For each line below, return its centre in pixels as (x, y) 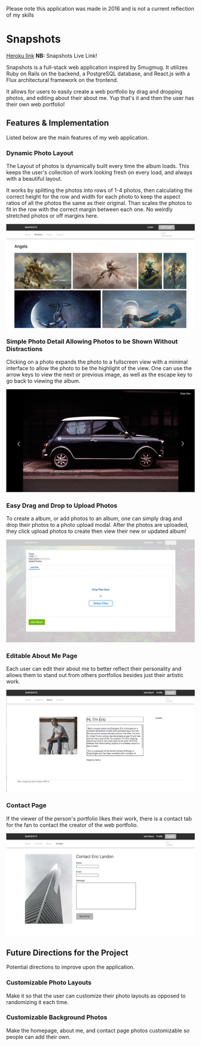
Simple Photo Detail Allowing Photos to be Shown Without (92, 341)
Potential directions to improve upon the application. (71, 967)
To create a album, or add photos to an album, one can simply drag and (94, 519)
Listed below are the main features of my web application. (78, 138)
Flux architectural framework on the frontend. (62, 80)
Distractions (25, 349)
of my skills (20, 15)
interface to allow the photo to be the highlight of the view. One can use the (99, 368)
